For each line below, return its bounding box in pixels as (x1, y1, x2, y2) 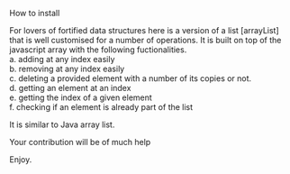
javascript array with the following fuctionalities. (9, 44, 187, 55)
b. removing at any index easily (9, 63, 125, 74)
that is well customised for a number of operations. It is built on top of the (9, 35, 282, 45)
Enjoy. (9, 154, 32, 165)
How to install (9, 8, 60, 18)
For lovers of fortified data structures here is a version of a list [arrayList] (9, 25, 279, 35)
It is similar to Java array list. (9, 119, 115, 130)
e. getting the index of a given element (9, 92, 153, 103)
